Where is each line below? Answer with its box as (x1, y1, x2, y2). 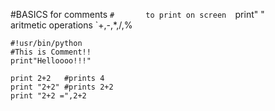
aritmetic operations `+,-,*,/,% (10, 19, 133, 31)
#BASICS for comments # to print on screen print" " (10, 9, 265, 20)
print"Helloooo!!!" (10, 56, 92, 66)
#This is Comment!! (10, 47, 92, 57)
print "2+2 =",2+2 (10, 91, 87, 101)
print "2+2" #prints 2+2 (10, 82, 114, 92)
